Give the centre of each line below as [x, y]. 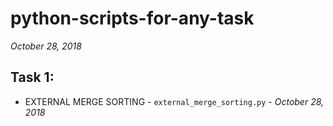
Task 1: [32, 77]
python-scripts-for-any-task [132, 18]
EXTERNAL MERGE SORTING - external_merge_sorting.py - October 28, [174, 101]
